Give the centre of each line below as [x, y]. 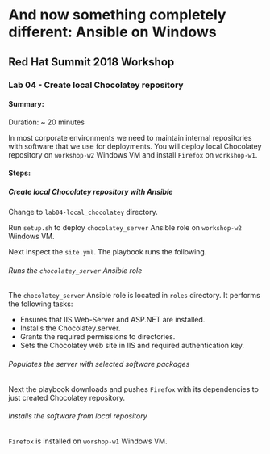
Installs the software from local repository [78, 416]
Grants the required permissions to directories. [98, 337]
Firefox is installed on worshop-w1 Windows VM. [88, 441]
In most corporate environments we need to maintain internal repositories [130, 137]
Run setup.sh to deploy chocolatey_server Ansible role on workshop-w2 [125, 228]
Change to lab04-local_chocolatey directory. [83, 212]
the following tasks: [41, 304]
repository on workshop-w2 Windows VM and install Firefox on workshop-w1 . [133, 154]
